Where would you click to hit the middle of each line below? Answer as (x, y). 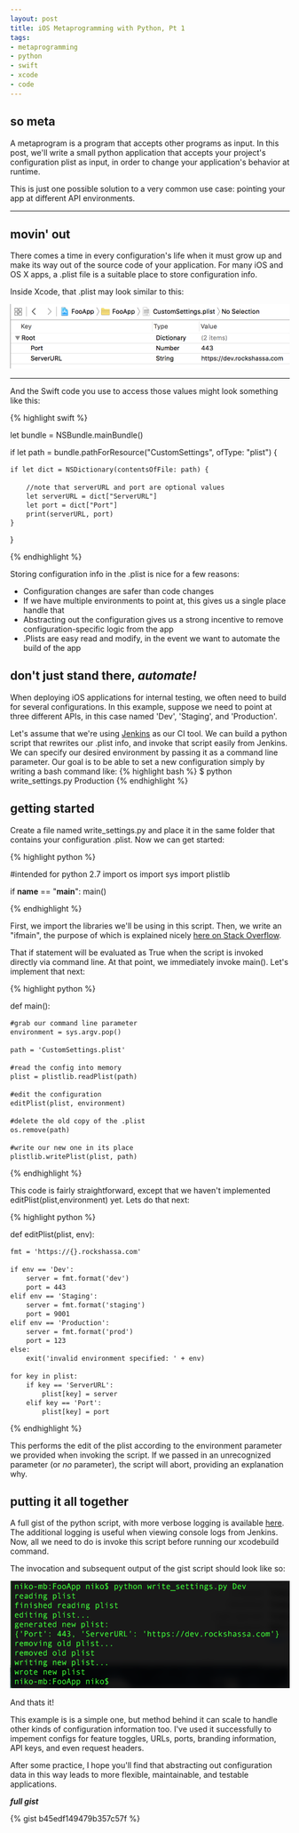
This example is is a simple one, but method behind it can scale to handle (144, 1720)
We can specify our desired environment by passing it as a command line (144, 752)
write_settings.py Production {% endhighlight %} (99, 780)
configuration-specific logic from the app (98, 629)
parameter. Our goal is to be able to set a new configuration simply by (138, 761)
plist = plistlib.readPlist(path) (74, 1076)
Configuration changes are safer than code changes (118, 591)
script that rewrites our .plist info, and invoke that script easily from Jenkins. (149, 743)
